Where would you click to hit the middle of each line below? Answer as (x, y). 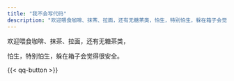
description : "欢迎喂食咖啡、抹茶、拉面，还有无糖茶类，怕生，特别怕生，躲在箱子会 (115, 20)
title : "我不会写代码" (37, 14)
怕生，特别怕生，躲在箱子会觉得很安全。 (65, 56)
